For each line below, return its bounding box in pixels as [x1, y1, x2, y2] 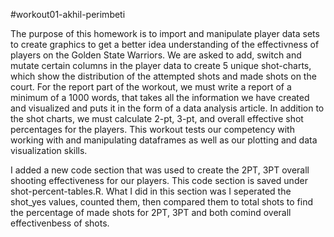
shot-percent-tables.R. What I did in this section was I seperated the [10, 185, 292, 197]
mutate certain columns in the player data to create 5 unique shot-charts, [10, 60, 312, 71]
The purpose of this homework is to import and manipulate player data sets [10, 28, 320, 39]
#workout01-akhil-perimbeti [10, 9, 126, 20]
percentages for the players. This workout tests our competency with [10, 124, 295, 135]
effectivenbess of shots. [10, 217, 110, 229]
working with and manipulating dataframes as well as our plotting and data [10, 134, 318, 146]
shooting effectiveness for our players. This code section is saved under [10, 175, 308, 186]
